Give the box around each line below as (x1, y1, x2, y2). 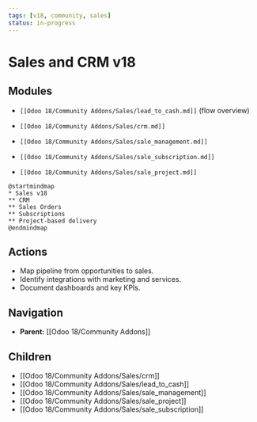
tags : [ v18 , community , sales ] (8, 11, 111, 20)
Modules (8, 85, 53, 98)
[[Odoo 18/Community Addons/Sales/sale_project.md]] (19, 168, 198, 177)
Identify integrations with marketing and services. (19, 275, 182, 284)
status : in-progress (8, 19, 77, 27)
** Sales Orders (8, 203, 62, 211)
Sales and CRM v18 (8, 53, 137, 71)
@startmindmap (8, 182, 55, 190)
